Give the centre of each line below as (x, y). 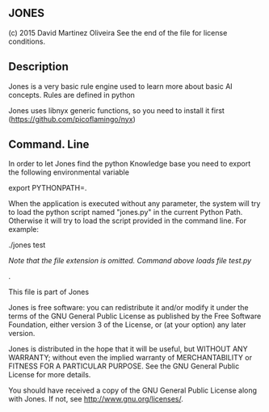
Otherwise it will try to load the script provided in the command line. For (128, 221)
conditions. (27, 41)
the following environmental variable (69, 172)
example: (23, 229)
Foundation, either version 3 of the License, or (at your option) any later (127, 325)
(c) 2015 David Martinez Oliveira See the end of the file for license (118, 32)
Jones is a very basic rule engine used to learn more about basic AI (120, 86)
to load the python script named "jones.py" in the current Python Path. (126, 212)
